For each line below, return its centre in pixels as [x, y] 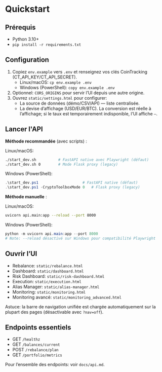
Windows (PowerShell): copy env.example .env [67, 87]
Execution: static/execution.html [47, 281]
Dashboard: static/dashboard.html [48, 271]
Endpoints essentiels [38, 327]
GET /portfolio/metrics [37, 355]
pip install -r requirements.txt [47, 45]
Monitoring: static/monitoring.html [49, 292]
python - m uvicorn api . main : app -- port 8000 [52, 234]
